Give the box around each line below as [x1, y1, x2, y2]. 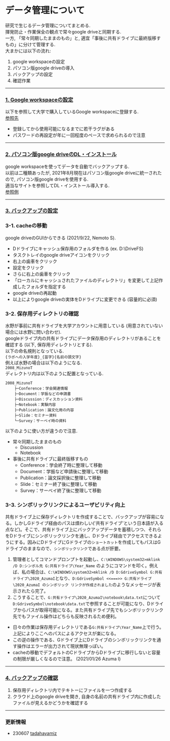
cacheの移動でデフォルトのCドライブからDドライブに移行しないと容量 [12, 650, 161, 656]
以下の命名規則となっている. [5, 348, 64, 354]
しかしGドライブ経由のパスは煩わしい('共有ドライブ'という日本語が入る [14, 520, 163, 526]
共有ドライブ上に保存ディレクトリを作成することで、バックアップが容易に [5, 514, 160, 520]
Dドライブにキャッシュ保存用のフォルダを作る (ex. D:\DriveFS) [12, 245, 144, 252]
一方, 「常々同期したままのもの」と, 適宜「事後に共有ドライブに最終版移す [5, 35, 161, 41]
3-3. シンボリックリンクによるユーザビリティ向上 [5, 501, 125, 508]
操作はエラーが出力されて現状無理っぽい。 [17, 643, 106, 649]
